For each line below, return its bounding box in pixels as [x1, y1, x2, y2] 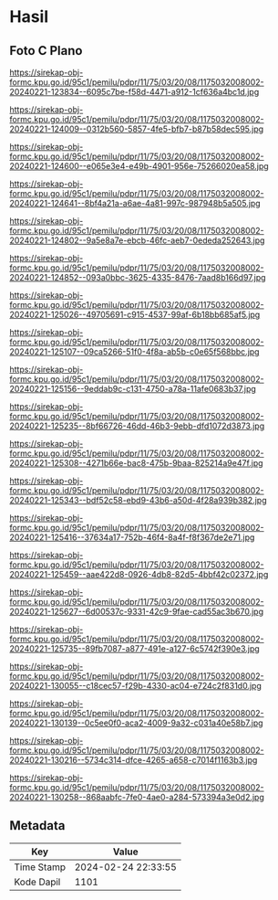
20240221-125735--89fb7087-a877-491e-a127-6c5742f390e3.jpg [9, 643, 260, 654]
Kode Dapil [14, 875, 61, 888]
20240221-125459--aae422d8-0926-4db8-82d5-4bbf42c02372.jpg [9, 569, 269, 579]
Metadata [9, 818, 66, 833]
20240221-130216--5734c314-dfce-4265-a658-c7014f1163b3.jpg [9, 755, 258, 765]
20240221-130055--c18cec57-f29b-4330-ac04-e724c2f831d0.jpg [9, 681, 262, 691]
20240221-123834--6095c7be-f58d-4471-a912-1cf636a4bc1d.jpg [9, 87, 260, 97]
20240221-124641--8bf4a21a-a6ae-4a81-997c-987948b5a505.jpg [9, 198, 262, 208]
